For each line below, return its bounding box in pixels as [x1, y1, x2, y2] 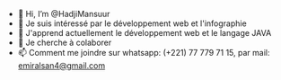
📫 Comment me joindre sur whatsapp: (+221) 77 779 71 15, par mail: [17, 48, 270, 58]
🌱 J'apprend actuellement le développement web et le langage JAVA [17, 28, 272, 38]
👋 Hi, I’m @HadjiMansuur [17, 9, 110, 19]
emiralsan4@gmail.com [17, 60, 106, 71]
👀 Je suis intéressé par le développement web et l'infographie [17, 18, 247, 29]
